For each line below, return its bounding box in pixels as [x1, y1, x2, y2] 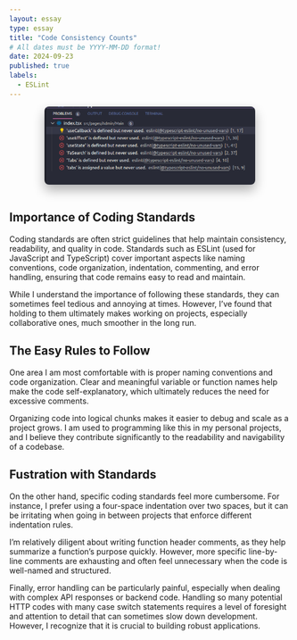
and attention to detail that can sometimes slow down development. [9, 611, 259, 621]
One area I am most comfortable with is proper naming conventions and [9, 367, 274, 378]
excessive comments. [9, 395, 89, 406]
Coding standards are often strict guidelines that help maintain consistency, [9, 233, 287, 245]
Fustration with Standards [9, 467, 157, 482]
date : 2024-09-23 [9, 52, 74, 62]
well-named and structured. [9, 565, 111, 576]
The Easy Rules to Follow [9, 344, 151, 359]
